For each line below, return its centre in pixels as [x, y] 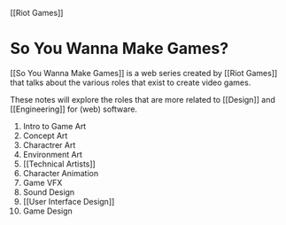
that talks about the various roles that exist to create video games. [131, 82]
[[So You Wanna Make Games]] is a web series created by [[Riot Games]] [144, 73]
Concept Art [45, 136]
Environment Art [53, 154]
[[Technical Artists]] [59, 164]
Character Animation [61, 173]
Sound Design [49, 192]
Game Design [48, 211]
